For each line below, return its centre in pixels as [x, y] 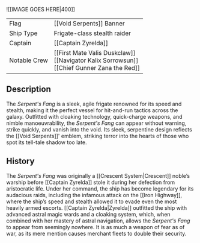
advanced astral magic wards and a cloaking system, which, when [88, 214]
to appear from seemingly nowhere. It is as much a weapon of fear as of [95, 227]
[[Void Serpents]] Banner [89, 23]
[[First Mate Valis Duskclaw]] [95, 53]
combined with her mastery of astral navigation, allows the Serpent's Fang [98, 221]
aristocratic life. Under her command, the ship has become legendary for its [100, 188]
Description [29, 90]
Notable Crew [29, 60]
